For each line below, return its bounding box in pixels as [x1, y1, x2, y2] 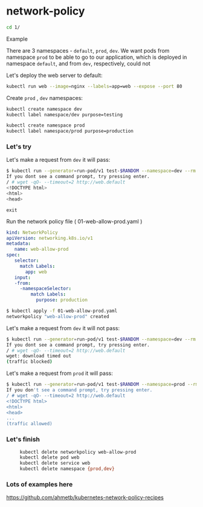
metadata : [6, 240, 31, 247]
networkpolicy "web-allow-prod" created [6, 313, 110, 319]
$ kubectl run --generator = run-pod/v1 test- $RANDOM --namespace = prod [6, 382, 185, 388]
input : [14, 274, 31, 280]
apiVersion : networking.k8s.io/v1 [6, 235, 94, 241]
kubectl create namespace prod [6, 122, 85, 128]
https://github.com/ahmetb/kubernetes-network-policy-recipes [6, 494, 164, 501]
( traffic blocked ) [6, 359, 53, 365]
